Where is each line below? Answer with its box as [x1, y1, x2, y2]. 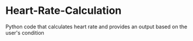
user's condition [5, 29, 44, 36]
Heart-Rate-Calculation [5, 4, 122, 17]
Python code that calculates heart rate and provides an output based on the [5, 23, 188, 30]
